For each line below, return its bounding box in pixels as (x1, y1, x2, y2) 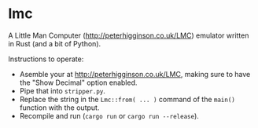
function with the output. (19, 103, 100, 112)
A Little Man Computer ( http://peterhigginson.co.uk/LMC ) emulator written (8, 31, 249, 40)
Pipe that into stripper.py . (19, 86, 106, 95)
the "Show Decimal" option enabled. (19, 78, 138, 87)
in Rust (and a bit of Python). (8, 38, 101, 48)
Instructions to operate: (8, 54, 84, 64)
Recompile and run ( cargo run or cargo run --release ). (19, 111, 199, 120)
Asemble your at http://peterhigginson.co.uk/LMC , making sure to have (19, 69, 251, 79)
